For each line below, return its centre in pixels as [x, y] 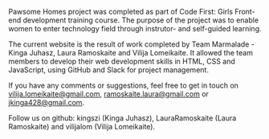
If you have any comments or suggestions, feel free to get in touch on [124, 85]
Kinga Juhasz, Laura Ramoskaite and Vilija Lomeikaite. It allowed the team [130, 53]
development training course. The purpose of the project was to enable [141, 20]
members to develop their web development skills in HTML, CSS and [122, 61]
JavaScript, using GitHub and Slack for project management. [108, 70]
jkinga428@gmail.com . [47, 102]
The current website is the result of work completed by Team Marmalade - [132, 44]
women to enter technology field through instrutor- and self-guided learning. [135, 29]
